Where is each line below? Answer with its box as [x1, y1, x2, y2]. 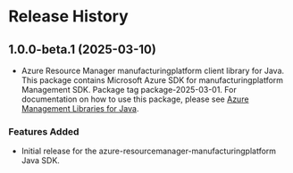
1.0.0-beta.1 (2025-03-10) [8, 42, 157, 57]
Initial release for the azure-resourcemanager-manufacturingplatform [21, 145, 277, 157]
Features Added [8, 125, 80, 137]
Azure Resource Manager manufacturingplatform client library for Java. [21, 65, 285, 76]
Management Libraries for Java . [21, 103, 139, 113]
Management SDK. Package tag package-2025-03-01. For [21, 85, 238, 95]
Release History [8, 6, 129, 27]
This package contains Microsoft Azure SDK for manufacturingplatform [21, 75, 283, 86]
